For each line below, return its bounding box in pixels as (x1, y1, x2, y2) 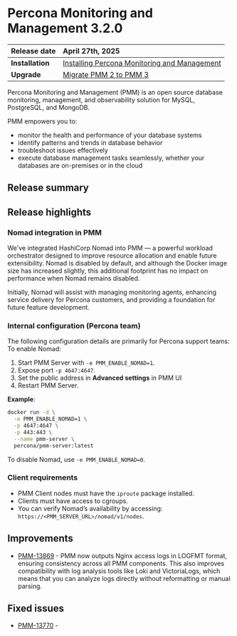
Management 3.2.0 (7, 20, 123, 36)
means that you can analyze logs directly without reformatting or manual (17, 574, 231, 582)
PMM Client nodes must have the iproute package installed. (17, 489, 194, 498)
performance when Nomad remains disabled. (7, 274, 140, 283)
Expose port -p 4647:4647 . (17, 366, 96, 375)
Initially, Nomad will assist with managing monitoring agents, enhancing (7, 288, 217, 297)
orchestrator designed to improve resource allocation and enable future (7, 251, 217, 260)
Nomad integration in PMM (7, 227, 102, 237)
